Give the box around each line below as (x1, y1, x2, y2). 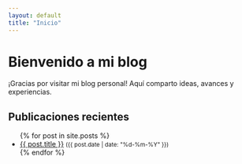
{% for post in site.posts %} (19, 131, 110, 140)
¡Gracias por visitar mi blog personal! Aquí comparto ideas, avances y (8, 79, 234, 88)
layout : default (8, 11, 61, 20)
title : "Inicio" (8, 19, 61, 27)
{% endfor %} (19, 147, 65, 158)
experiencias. (8, 88, 53, 97)
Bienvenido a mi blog (8, 53, 147, 71)
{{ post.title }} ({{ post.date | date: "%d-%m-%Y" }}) (19, 140, 169, 149)
